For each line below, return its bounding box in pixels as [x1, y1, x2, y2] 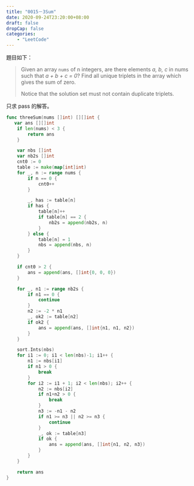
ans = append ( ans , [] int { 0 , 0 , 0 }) [27, 269, 116, 276]
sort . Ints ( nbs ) [17, 347, 55, 353]
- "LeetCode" [17, 37, 50, 43]
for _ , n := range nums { [17, 170, 82, 176]
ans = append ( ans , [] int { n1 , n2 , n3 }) [48, 442, 146, 448]
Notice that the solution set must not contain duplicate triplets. [20, 90, 174, 97]
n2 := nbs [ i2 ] [38, 386, 73, 392]
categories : [6, 31, 36, 37]
